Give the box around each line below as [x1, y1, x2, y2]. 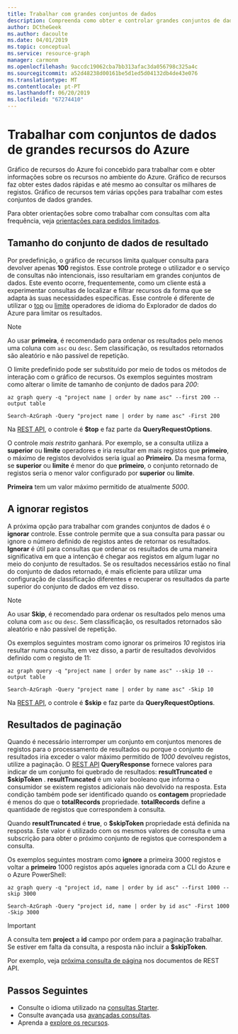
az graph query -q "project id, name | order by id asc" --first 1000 [7, 884, 220, 891]
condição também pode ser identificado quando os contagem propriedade [7, 790, 227, 799]
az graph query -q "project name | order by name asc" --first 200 [7, 394, 211, 401]
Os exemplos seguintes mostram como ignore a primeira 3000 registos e [7, 855, 221, 864]
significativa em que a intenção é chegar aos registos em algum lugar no [7, 552, 220, 560]
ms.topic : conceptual [7, 43, 72, 50]
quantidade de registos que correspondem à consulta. [7, 806, 166, 814]
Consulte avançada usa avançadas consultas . [17, 1011, 152, 1020]
